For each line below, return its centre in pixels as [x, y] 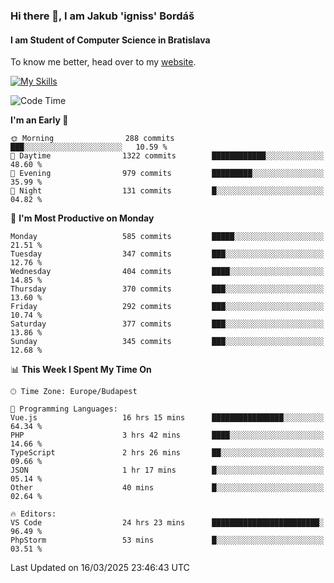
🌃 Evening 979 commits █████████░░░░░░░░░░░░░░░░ [167, 174]
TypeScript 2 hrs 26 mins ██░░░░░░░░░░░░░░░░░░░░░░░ [167, 453]
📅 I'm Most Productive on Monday [82, 218]
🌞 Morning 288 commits [92, 139]
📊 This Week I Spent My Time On [81, 370]
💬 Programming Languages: [64, 409]
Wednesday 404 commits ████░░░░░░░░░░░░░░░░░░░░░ [167, 272]
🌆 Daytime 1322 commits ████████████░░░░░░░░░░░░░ [167, 156]
